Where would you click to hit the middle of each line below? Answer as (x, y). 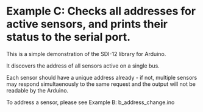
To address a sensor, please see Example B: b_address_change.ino (91, 102)
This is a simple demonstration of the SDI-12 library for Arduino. (86, 54)
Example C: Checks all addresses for (101, 11)
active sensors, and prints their (87, 24)
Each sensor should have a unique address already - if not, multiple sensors (102, 77)
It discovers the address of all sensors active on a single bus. (83, 66)
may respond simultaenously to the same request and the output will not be (101, 84)
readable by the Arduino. (37, 90)
